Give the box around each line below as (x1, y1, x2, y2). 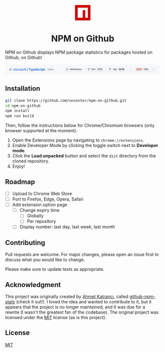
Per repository (27, 218, 56, 224)
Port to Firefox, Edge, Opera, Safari (12, 196, 84, 202)
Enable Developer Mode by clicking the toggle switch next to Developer (12, 143, 159, 148)
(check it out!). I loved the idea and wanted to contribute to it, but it (16, 299, 152, 305)
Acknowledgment (5, 280, 61, 289)
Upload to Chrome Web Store (12, 191, 72, 197)
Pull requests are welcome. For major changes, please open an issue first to (5, 252, 159, 258)
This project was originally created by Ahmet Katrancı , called (5, 293, 129, 299)
